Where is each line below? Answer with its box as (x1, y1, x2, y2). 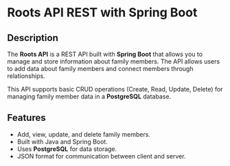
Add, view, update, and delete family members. (16, 130, 151, 138)
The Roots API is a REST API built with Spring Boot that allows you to (7, 50, 203, 58)
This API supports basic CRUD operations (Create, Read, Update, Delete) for (7, 85, 223, 93)
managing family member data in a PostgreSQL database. (7, 92, 172, 100)
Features (7, 112, 46, 124)
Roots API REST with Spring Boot (7, 5, 198, 20)
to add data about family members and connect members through (7, 65, 194, 72)
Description (7, 32, 58, 44)
